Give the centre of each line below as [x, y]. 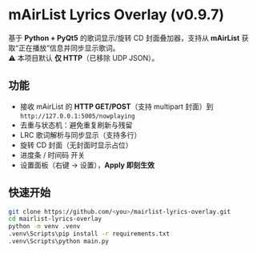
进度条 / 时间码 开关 [52, 155]
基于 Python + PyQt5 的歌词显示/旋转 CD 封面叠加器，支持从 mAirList [124, 38]
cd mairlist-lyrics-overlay [55, 219]
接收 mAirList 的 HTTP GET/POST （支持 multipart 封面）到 [116, 106]
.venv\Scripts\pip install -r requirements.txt [89, 234]
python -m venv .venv [44, 227]
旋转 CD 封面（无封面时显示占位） [76, 145]
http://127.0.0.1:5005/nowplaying [77, 116]
